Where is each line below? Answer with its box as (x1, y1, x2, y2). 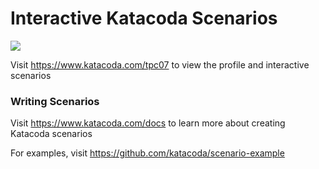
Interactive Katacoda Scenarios (10, 7, 278, 30)
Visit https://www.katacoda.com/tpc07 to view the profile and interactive (10, 58, 310, 71)
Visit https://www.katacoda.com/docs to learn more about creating (10, 117, 286, 129)
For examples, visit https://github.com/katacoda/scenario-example (10, 147, 285, 159)
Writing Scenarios (10, 94, 100, 108)
